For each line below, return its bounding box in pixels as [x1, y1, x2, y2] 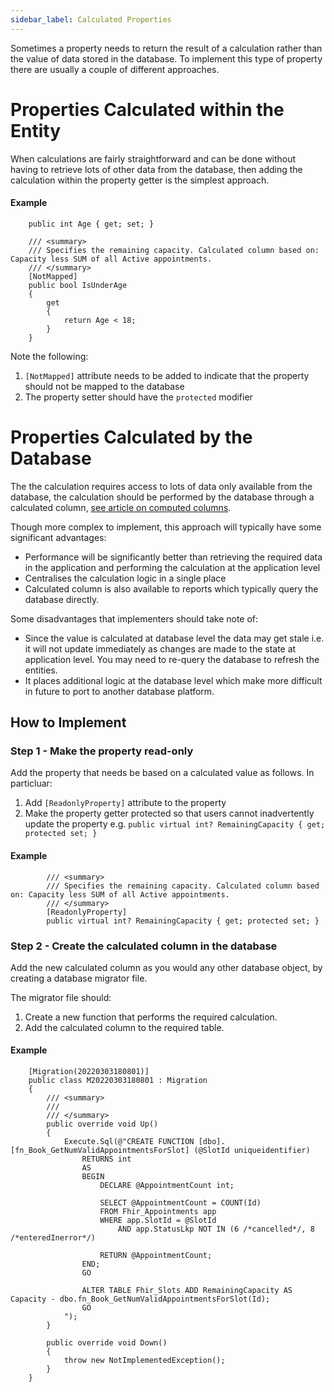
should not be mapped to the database [24, 380, 185, 392]
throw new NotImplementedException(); [63, 1356, 226, 1366]
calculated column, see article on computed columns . [10, 501, 232, 513]
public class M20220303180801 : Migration [28, 1076, 208, 1086]
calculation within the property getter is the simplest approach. [10, 174, 270, 186]
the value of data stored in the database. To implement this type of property [10, 52, 323, 65]
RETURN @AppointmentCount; [99, 1251, 213, 1261]
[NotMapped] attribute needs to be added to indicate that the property [24, 369, 310, 381]
